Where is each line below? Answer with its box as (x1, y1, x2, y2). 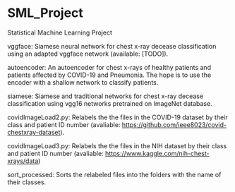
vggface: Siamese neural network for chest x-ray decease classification (7, 42, 217, 50)
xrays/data (7, 157, 39, 165)
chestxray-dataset (7, 128, 61, 136)
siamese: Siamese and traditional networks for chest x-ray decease (7, 92, 203, 100)
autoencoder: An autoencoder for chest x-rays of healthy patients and (7, 63, 212, 71)
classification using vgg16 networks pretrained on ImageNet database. (7, 99, 213, 107)
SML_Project (7, 5, 83, 21)
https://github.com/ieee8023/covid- (121, 120, 227, 128)
